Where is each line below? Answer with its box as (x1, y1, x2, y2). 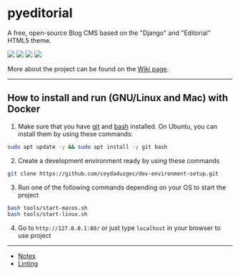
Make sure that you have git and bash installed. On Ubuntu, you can (17, 122, 218, 130)
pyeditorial (7, 5, 73, 21)
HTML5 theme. (7, 36, 51, 44)
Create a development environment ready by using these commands (17, 156, 220, 165)
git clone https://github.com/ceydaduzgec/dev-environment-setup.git (7, 170, 219, 177)
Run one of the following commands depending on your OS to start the (17, 183, 226, 192)
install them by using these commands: (17, 130, 134, 138)
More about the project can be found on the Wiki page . (7, 64, 169, 73)
